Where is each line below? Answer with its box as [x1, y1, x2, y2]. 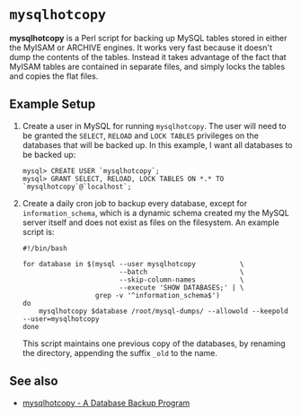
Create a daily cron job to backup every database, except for [22, 197, 248, 208]
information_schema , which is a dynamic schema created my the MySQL [22, 207, 289, 218]
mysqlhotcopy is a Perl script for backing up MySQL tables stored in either [9, 32, 288, 43]
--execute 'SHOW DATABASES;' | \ [119, 282, 244, 292]
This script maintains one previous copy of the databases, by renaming [22, 338, 286, 349]
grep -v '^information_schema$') [94, 291, 220, 300]
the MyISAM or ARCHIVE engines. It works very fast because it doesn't [9, 42, 272, 53]
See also [9, 374, 58, 389]
